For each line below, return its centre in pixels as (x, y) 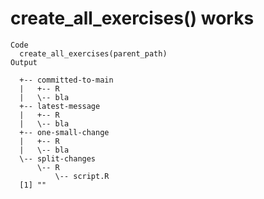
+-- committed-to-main (66, 80)
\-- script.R (82, 176)
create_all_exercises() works (132, 18)
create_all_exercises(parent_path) (93, 53)
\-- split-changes (58, 158)
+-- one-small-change (64, 132)
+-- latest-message (60, 106)
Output (24, 62)
